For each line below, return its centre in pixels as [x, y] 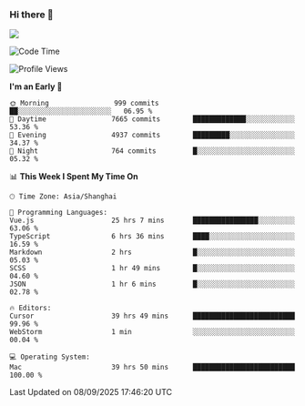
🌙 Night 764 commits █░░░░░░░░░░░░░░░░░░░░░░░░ [152, 151]
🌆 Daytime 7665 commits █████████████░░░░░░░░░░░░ [152, 119]
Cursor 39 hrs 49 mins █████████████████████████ [152, 316]
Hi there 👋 [32, 15]
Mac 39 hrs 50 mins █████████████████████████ [152, 368]
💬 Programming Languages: [58, 213]
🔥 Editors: [30, 309]
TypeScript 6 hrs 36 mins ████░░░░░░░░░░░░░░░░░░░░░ [152, 237]
